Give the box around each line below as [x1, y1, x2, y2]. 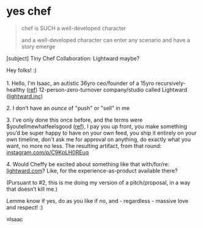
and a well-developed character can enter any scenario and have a [21, 36, 191, 43]
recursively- [155, 79, 186, 87]
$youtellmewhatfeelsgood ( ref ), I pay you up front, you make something [6, 122, 188, 130]
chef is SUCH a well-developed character [21, 24, 127, 32]
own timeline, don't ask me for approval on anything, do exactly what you [6, 136, 191, 143]
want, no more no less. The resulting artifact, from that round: [6, 142, 162, 149]
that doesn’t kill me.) [6, 185, 58, 193]
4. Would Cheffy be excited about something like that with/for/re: [6, 160, 170, 167]
